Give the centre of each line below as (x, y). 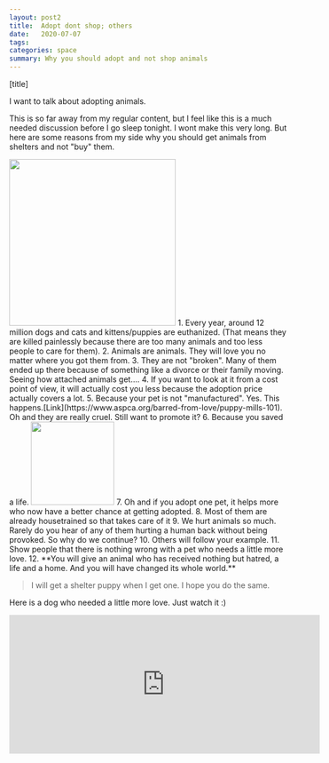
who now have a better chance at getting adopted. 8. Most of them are (138, 511)
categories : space (43, 51)
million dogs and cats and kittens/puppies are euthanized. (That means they (148, 332)
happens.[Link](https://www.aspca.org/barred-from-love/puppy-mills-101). (146, 408)
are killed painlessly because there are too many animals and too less (136, 342)
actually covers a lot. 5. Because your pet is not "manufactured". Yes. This (145, 398)
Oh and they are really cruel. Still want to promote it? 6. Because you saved (146, 417)
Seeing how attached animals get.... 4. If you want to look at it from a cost (144, 379)
